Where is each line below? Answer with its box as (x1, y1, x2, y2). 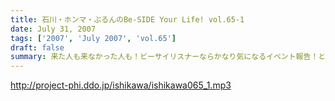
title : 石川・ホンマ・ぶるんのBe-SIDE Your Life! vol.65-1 (10, 14, 245, 25)
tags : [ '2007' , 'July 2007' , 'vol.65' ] (10, 33, 177, 43)
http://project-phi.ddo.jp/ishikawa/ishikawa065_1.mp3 (10, 79, 232, 91)
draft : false (10, 42, 65, 53)
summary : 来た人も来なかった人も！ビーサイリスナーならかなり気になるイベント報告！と (10, 52, 327, 62)
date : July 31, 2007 (10, 24, 97, 34)
